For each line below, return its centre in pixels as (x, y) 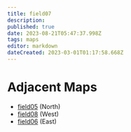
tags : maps (23, 40)
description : (26, 20)
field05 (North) (39, 106)
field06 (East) (37, 121)
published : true (31, 27)
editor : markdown (33, 46)
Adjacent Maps (52, 87)
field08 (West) (38, 114)
